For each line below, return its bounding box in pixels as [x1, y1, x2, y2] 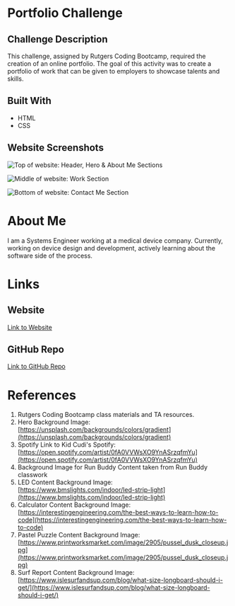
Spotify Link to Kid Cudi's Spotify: [17, 440, 116, 449]
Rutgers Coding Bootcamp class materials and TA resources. [17, 411, 195, 419]
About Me [7, 212, 66, 229]
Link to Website [7, 323, 53, 331]
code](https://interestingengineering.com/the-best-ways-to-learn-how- [17, 515, 227, 525]
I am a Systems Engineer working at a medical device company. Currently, [7, 236, 224, 245]
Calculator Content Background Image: [17, 501, 131, 509]
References [7, 387, 76, 403]
